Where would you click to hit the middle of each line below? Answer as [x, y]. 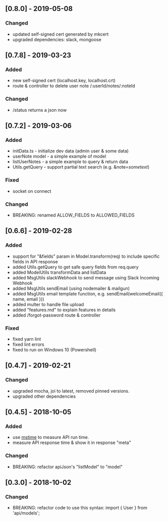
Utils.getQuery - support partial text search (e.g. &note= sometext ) [81, 167]
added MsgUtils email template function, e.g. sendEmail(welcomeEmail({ [88, 293]
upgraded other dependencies [44, 396]
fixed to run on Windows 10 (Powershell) [54, 349]
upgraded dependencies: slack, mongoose [57, 39]
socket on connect [32, 191]
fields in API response [35, 261]
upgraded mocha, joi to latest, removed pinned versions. [71, 391]
